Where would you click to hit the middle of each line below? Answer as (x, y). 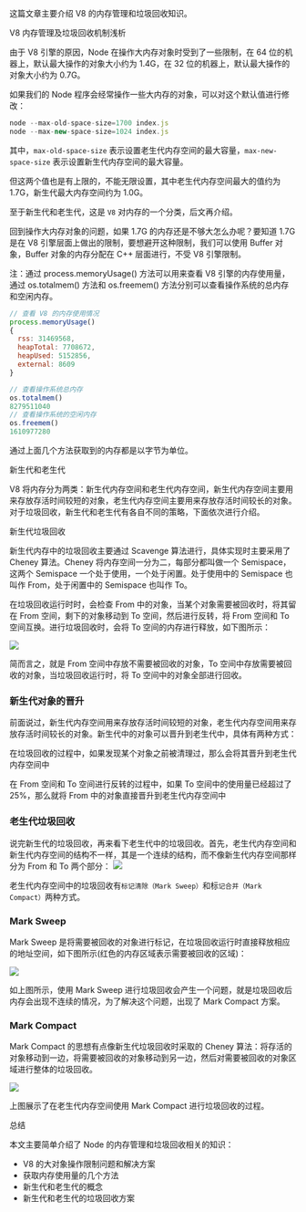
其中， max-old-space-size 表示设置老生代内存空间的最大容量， (127, 150)
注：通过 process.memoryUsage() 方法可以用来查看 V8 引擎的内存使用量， (150, 273)
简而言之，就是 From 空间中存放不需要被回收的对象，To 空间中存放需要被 (147, 663)
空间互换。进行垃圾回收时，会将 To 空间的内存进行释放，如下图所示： (140, 627)
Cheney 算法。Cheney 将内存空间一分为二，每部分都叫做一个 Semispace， (150, 562)
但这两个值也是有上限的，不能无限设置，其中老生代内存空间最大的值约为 (145, 181)
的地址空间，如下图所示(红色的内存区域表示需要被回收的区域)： (128, 953)
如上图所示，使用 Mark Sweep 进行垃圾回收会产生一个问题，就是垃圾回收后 (151, 989)
